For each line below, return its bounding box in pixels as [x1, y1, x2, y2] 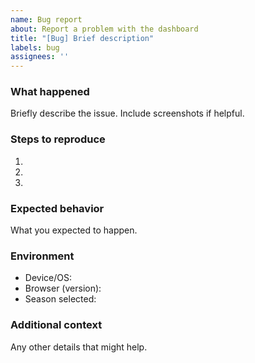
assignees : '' [10, 52, 70, 62]
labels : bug [10, 42, 60, 53]
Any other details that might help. [10, 341, 148, 353]
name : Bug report [10, 14, 83, 25]
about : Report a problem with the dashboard [10, 24, 199, 34]
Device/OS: [24, 272, 72, 284]
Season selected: [24, 293, 97, 305]
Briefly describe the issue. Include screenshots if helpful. [10, 107, 245, 120]
